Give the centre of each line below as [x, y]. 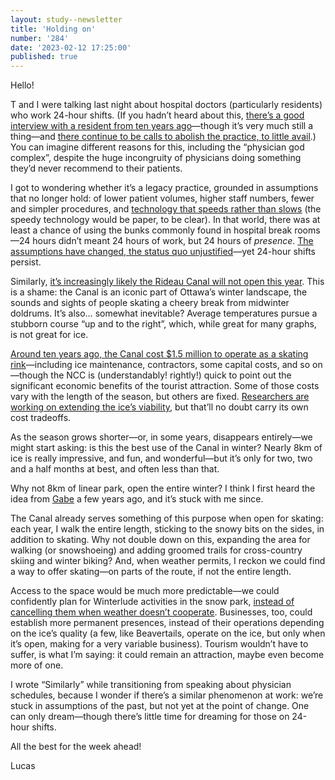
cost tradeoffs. [41, 418]
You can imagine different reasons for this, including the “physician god [157, 147]
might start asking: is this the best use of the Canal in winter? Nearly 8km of [166, 448]
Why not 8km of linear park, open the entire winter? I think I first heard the [163, 488]
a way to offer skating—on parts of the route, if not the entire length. [151, 572]
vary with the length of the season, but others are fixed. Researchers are [160, 397]
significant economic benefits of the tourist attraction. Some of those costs [165, 386]
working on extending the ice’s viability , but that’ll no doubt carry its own [159, 407]
